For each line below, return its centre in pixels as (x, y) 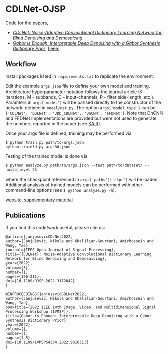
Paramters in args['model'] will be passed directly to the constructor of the (83, 102)
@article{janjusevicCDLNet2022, (39, 237)
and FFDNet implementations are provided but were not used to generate (81, 118)
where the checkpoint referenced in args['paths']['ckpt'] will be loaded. (82, 179)
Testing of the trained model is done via (46, 156)
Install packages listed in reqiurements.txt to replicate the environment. (80, 76)
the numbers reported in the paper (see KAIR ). (53, 123)
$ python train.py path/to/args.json (45, 142)
